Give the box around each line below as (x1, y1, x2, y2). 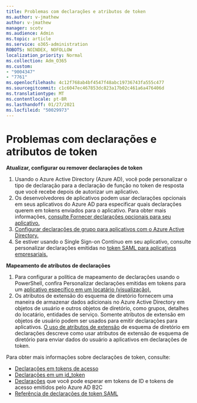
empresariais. (14, 251, 48, 258)
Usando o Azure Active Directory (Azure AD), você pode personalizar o (14, 176, 188, 183)
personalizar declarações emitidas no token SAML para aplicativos (14, 245, 176, 252)
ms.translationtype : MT (6, 91, 65, 96)
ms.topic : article (6, 36, 51, 42)
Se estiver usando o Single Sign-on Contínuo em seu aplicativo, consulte (14, 238, 191, 245)
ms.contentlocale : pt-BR (6, 96, 67, 102)
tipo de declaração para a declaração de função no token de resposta (14, 182, 184, 189)
